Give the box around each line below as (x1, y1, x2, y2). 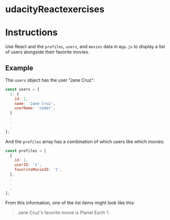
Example (5, 63, 33, 72)
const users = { (5, 87, 40, 92)
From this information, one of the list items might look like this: (5, 200, 135, 206)
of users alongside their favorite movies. (5, 49, 90, 55)
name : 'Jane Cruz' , (14, 101, 56, 106)
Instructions (5, 27, 58, 39)
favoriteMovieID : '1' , (14, 167, 62, 172)
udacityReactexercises (5, 4, 105, 15)
